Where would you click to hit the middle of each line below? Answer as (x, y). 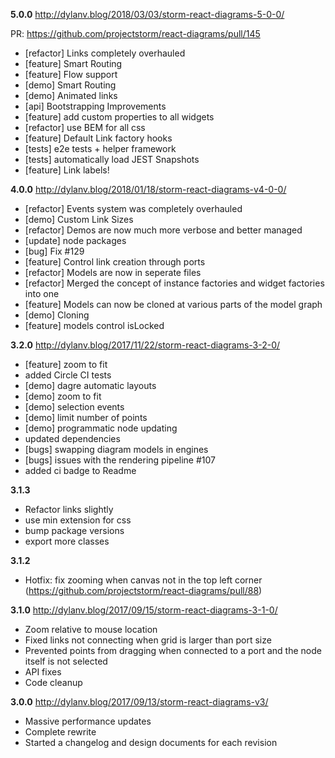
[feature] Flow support (71, 74)
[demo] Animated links (71, 95)
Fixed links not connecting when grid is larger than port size (148, 640)
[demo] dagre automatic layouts (90, 385)
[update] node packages (75, 240)
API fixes (43, 672)
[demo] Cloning (57, 315)
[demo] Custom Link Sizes (79, 219)
